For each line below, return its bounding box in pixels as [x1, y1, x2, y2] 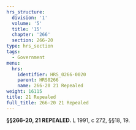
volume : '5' [12, 20, 43, 26]
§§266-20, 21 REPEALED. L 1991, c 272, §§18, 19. [6, 117, 130, 124]
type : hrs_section [6, 43, 53, 49]
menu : [6, 60, 20, 66]
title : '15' [12, 26, 43, 32]
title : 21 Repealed [6, 94, 56, 100]
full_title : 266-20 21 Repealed [6, 99, 89, 106]
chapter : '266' [12, 32, 51, 38]
